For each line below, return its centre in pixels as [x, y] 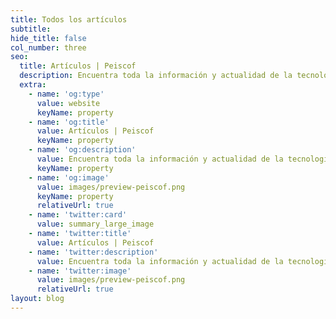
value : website [68, 103]
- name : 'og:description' [82, 150]
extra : [33, 85]
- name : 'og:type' [66, 94]
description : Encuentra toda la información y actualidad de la [156, 76]
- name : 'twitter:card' [78, 215]
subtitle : [31, 29]
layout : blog [37, 299]
